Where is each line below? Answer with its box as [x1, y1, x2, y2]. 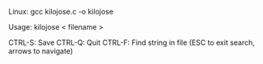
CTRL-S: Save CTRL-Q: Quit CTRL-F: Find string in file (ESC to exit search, [8, 38, 255, 47]
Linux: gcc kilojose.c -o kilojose [8, 7, 114, 16]
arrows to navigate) [8, 46, 74, 55]
